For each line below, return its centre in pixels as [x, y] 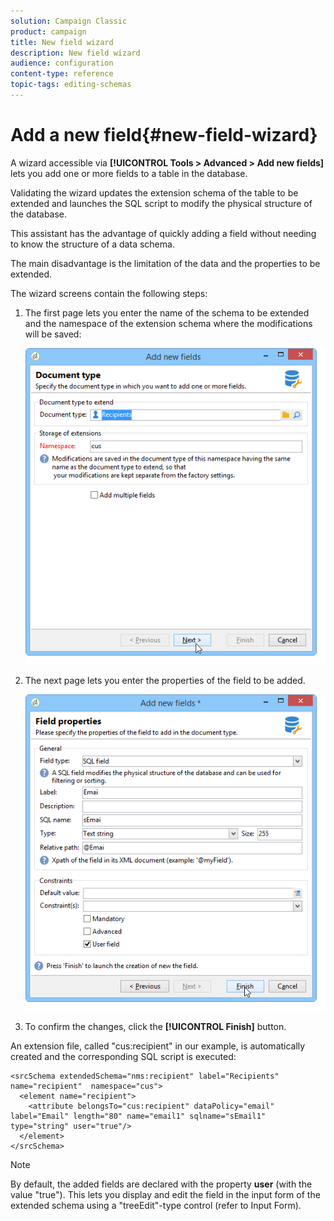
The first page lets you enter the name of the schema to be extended [167, 312]
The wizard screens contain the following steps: [109, 293]
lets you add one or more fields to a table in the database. [129, 173]
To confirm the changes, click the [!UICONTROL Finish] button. [155, 1026]
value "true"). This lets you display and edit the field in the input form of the [165, 1194]
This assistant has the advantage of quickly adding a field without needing [163, 233]
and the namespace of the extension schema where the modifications [168, 323]
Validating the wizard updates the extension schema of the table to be [154, 192]
